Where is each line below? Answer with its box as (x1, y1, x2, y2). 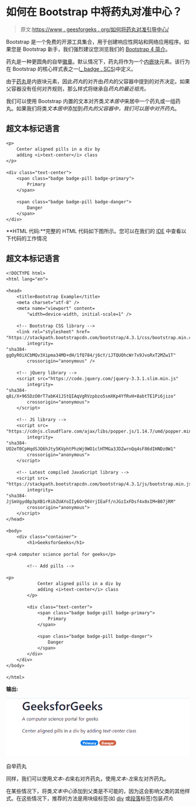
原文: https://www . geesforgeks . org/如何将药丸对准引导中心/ (20, 26, 169, 33)
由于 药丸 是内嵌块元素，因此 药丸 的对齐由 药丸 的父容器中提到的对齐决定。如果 (6, 77, 190, 85)
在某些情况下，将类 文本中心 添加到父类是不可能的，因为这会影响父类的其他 (6, 788, 185, 795)
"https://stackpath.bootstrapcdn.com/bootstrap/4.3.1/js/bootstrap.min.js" (6, 481, 194, 487)
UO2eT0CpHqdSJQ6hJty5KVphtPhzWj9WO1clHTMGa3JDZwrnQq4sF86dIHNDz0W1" (6, 446, 176, 452)
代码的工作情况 (10, 235, 47, 242)
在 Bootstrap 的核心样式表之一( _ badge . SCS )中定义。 (6, 65, 136, 72)
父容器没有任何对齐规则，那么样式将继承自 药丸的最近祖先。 (6, 85, 149, 92)
